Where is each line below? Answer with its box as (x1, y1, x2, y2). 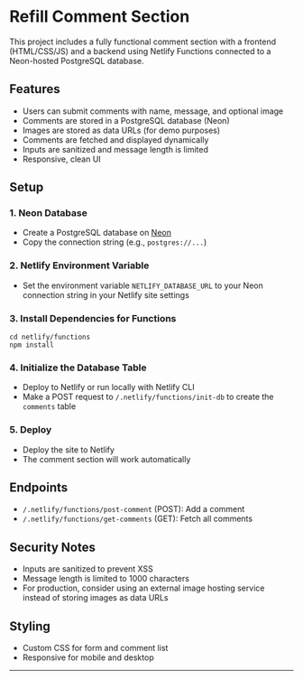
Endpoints (9, 480, 69, 496)
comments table (22, 401, 77, 412)
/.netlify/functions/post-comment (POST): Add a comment (22, 504, 245, 515)
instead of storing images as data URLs (22, 592, 169, 603)
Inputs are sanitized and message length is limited (22, 144, 209, 154)
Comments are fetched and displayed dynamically (22, 134, 209, 145)
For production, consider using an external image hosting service (22, 582, 265, 593)
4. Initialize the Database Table (9, 361, 147, 374)
